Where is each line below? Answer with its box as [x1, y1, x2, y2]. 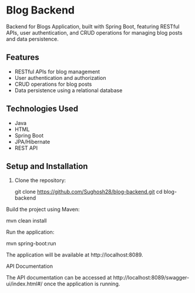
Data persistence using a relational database [14, 86, 123, 94]
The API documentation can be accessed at [6, 274, 112, 281]
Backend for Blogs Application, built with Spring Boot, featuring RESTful [6, 23, 180, 30]
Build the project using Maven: [6, 206, 80, 213]
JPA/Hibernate [14, 138, 51, 145]
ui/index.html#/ [6, 280, 43, 288]
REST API [14, 144, 38, 151]
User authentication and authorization [14, 74, 107, 81]
